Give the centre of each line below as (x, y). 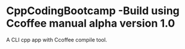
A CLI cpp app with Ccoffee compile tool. (57, 40)
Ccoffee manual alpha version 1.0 (91, 23)
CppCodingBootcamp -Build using (93, 11)
